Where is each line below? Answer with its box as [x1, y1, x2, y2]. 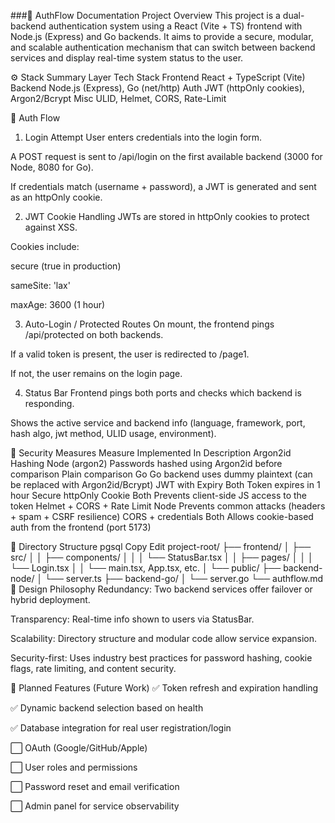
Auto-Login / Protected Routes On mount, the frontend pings [24, 318, 275, 330]
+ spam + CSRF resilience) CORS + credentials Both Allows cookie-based [10, 511, 314, 522]
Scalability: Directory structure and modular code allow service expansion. [10, 633, 318, 644]
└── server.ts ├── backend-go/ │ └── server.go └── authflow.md [44, 573, 324, 584]
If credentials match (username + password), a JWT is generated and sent [10, 181, 317, 192]
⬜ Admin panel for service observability [10, 800, 180, 812]
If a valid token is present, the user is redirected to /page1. [10, 348, 250, 360]
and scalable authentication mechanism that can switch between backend [10, 41, 316, 53]
